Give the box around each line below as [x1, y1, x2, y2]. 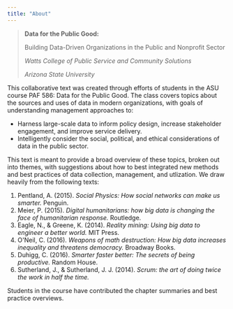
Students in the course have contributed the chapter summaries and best [7, 286, 218, 294]
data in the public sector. [17, 141, 89, 150]
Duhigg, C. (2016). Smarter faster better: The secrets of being [17, 250, 195, 259]
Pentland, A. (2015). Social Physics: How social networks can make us [17, 191, 220, 199]
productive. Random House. [17, 258, 98, 266]
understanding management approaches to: [7, 106, 134, 114]
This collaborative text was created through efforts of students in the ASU [7, 83, 220, 92]
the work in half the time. [17, 273, 89, 281]
